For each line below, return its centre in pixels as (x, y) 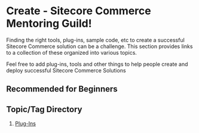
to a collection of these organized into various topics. (72, 52)
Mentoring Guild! (49, 23)
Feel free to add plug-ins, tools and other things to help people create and (97, 64)
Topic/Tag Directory (44, 109)
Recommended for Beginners (62, 89)
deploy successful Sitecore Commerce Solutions (66, 70)
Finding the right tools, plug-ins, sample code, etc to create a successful (96, 40)
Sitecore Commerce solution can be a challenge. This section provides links (99, 46)
